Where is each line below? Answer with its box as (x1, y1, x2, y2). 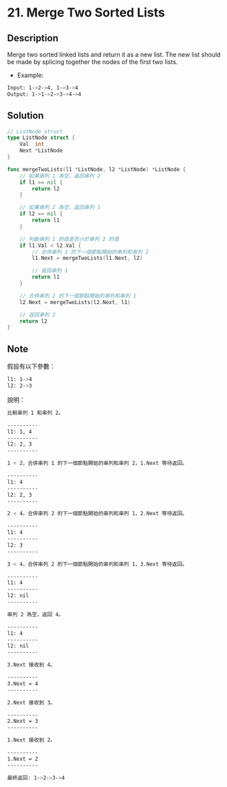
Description (7, 32, 58, 44)
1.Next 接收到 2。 (7, 737, 56, 744)
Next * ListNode (19, 147, 63, 154)
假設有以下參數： (7, 363, 56, 371)
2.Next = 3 (7, 718, 39, 725)
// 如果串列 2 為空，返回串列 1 (19, 204, 101, 211)
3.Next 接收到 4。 (7, 662, 56, 669)
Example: (17, 71, 44, 79)
